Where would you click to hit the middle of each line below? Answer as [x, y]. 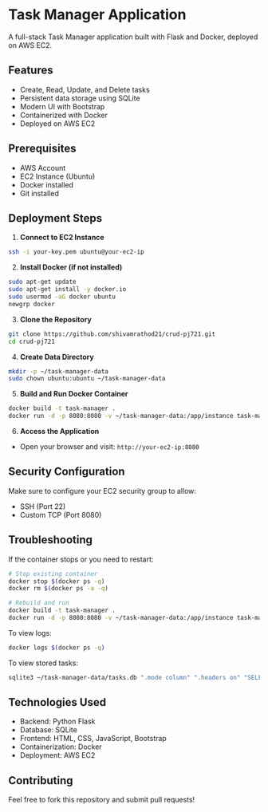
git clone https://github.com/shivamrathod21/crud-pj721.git [112, 334]
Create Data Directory [57, 357]
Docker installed [47, 184]
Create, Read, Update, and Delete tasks [85, 89]
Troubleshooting [51, 540]
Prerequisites [42, 149]
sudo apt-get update [43, 282]
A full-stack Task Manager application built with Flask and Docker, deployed [133, 37]
